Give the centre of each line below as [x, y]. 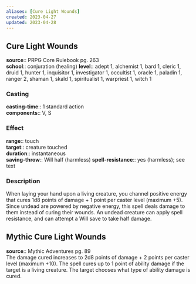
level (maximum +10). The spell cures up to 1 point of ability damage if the [95, 264]
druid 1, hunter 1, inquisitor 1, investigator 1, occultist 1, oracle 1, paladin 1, [94, 73]
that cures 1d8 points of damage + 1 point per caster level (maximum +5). [94, 200]
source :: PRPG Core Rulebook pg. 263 [53, 60]
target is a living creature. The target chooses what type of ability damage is [98, 269]
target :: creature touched [37, 147]
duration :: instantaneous [36, 153]
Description [23, 181]
